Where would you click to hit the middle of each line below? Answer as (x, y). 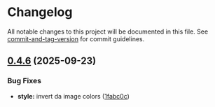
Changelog (40, 12)
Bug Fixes (25, 81)
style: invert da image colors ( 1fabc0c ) (73, 96)
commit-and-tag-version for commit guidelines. (76, 38)
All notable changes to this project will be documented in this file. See (108, 31)
